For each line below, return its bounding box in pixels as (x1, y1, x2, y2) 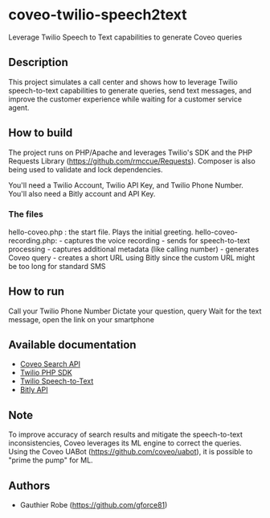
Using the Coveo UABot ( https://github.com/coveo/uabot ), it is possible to (8, 447, 253, 457)
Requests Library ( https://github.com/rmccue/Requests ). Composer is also (8, 155, 256, 166)
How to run (8, 284, 65, 299)
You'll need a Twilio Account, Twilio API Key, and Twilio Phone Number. (8, 180, 243, 190)
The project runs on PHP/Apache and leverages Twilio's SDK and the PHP (8, 147, 253, 157)
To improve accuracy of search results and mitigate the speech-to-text (8, 429, 243, 440)
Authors (8, 479, 51, 492)
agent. (8, 102, 30, 112)
